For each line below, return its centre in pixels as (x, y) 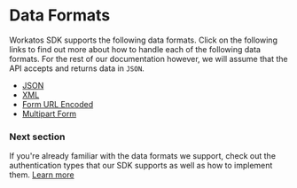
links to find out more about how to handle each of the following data (135, 49)
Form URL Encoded (58, 104)
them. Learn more (42, 175)
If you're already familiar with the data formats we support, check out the (143, 156)
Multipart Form (49, 114)
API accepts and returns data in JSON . (77, 68)
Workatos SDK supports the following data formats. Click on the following (143, 40)
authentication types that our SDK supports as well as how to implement (141, 166)
